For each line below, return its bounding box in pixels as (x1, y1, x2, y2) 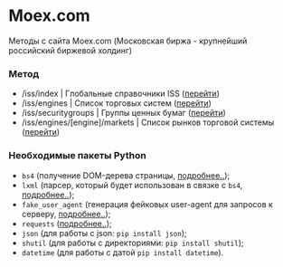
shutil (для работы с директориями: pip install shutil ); (21, 237, 244, 248)
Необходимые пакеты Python (8, 149, 146, 162)
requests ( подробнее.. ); (21, 218, 112, 229)
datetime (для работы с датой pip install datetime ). (21, 246, 224, 258)
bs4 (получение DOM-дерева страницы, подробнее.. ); (21, 169, 231, 181)
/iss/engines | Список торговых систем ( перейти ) (21, 98, 212, 109)
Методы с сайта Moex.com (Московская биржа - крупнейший (8, 35, 248, 46)
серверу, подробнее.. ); (21, 208, 111, 219)
